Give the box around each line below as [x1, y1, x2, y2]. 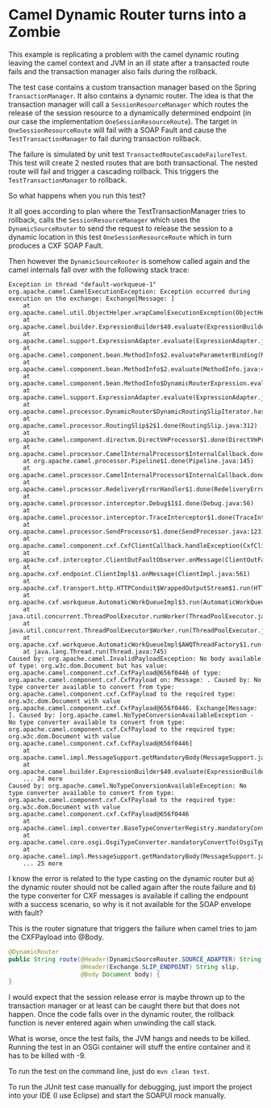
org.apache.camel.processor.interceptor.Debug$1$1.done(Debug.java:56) [8, 499, 254, 508]
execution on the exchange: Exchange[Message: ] [8, 295, 175, 303]
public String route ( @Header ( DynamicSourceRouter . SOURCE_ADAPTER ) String [8, 955, 262, 964]
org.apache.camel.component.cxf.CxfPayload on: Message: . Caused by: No [8, 675, 262, 684]
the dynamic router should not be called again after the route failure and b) [8, 882, 256, 892]
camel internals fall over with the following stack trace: [8, 265, 190, 274]
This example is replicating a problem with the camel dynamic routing [8, 49, 240, 59]
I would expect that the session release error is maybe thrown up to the [8, 993, 245, 1002]
